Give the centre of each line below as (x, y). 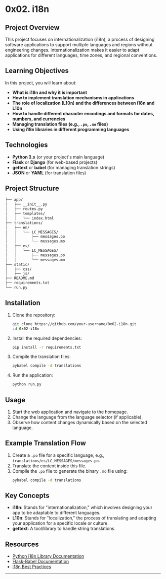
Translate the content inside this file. (49, 466)
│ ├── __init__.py (26, 205)
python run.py (27, 384)
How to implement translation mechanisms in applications (73, 97)
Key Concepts (27, 496)
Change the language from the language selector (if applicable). (78, 417)
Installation (23, 303)
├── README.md (20, 278)
